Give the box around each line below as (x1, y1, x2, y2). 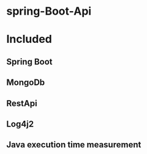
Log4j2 (6, 119, 34, 129)
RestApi (6, 98, 38, 108)
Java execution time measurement (6, 139, 141, 150)
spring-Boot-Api (6, 4, 92, 18)
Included (6, 32, 52, 46)
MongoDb (6, 78, 45, 88)
